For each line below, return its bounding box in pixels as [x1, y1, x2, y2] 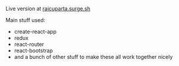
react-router [14, 41, 44, 48]
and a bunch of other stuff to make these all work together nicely [14, 54, 173, 60]
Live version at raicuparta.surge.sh [5, 5, 91, 12]
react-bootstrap [14, 47, 53, 54]
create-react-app [14, 28, 57, 35]
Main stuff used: [5, 17, 46, 23]
